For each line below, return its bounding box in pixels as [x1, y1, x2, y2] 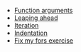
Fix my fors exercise [13, 36, 73, 45]
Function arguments [13, 6, 73, 14]
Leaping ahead [13, 14, 58, 22]
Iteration [13, 21, 39, 29]
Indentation [13, 28, 48, 37]
